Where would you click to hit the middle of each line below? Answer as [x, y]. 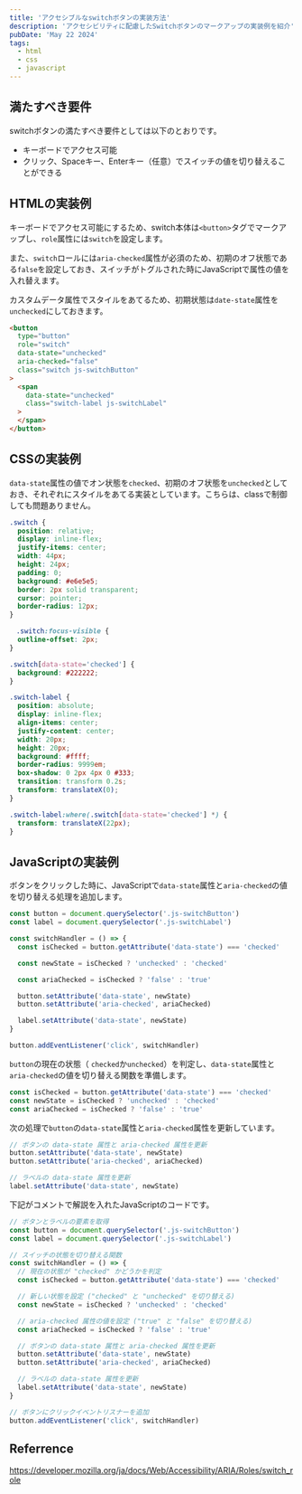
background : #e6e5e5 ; [58, 581]
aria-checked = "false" [58, 362]
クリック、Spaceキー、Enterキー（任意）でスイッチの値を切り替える [150, 161]
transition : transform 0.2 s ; [72, 782]
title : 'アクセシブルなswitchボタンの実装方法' [90, 18]
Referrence [41, 1448]
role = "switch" [44, 345]
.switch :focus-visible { [63, 631]
